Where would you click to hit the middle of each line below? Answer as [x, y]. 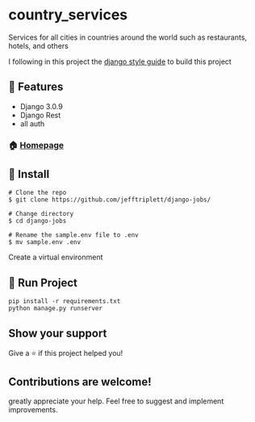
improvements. [33, 409]
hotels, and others [38, 45]
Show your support [58, 333]
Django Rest [40, 115]
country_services [68, 15]
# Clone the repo [38, 193]
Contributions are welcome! [80, 382]
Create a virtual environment [56, 257]
